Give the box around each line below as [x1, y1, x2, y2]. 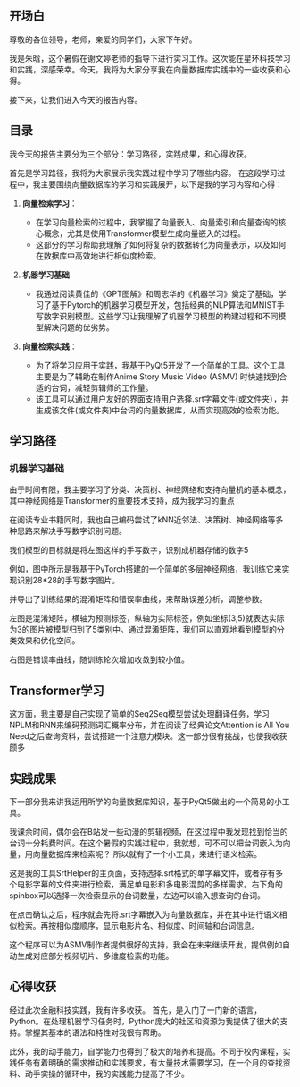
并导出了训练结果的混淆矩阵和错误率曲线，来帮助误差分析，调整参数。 [9, 594, 268, 605]
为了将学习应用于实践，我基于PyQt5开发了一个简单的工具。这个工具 [35, 360, 286, 370]
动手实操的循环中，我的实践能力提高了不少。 [24, 1068, 189, 1079]
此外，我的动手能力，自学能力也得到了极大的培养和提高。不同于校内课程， [9, 1046, 283, 1057]
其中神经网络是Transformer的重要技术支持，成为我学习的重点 [9, 496, 235, 506]
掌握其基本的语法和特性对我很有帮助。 [24, 1027, 166, 1038]
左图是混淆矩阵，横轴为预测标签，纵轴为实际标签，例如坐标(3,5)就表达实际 [9, 613, 285, 624]
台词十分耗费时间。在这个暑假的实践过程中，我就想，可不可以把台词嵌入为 [9, 837, 283, 848]
